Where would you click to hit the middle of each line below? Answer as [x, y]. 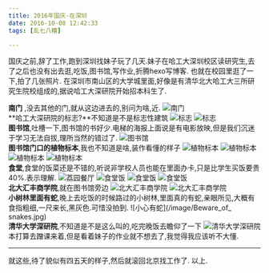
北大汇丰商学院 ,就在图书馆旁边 [59, 188]
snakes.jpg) [28, 217]
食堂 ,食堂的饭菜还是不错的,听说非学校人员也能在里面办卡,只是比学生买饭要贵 [134, 168]
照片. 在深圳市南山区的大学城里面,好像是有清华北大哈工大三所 [147, 81]
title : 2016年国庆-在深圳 [48, 16]
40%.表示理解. [32, 178]
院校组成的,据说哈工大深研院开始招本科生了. [94, 91]
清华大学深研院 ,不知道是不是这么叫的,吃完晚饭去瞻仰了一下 [105, 226]
